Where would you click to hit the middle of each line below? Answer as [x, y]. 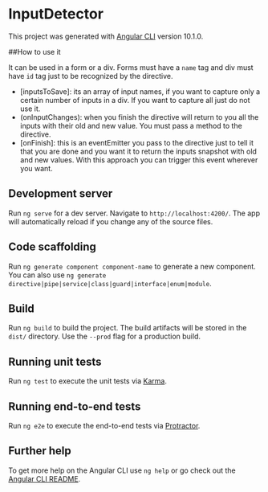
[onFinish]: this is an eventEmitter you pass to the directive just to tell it [137, 142]
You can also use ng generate [57, 275]
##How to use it [35, 51]
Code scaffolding [52, 247]
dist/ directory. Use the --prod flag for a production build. [104, 336]
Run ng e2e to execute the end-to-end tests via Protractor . [104, 426]
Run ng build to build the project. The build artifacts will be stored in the [128, 328]
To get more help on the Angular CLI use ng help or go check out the [122, 470]
